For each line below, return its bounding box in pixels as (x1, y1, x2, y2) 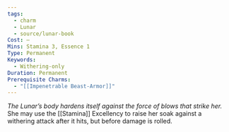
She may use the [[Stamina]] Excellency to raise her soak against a (7, 109, 202, 118)
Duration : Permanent (7, 69, 69, 76)
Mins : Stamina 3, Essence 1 (7, 43, 90, 50)
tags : (7, 10, 23, 18)
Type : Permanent (7, 50, 55, 57)
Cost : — (7, 37, 30, 44)
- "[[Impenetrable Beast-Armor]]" (13, 83, 115, 90)
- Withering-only (13, 63, 65, 70)
